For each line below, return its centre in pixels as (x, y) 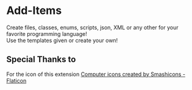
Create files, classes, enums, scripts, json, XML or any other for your (92, 27)
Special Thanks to (41, 59)
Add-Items (34, 11)
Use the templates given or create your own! (62, 40)
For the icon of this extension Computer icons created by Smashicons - (96, 74)
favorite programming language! (47, 33)
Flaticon (16, 80)
